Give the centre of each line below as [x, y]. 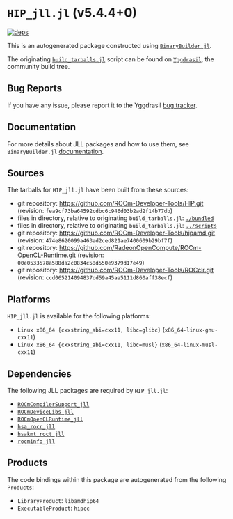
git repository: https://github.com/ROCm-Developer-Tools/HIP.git [110, 203]
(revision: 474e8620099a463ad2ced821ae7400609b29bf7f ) [95, 240]
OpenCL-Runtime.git [47, 255]
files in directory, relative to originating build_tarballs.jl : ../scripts [117, 226]
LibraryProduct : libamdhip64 [58, 500]
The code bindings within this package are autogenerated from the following [117, 479]
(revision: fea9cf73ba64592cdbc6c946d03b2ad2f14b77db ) [95, 211]
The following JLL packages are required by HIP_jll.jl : [88, 390]
